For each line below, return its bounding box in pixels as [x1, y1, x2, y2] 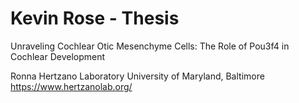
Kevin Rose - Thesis [10, 7, 180, 30]
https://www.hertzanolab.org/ [10, 80, 133, 92]
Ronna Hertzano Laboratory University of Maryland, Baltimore [10, 70, 265, 82]
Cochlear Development [10, 50, 106, 62]
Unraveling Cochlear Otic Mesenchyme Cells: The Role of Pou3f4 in [10, 40, 290, 52]
